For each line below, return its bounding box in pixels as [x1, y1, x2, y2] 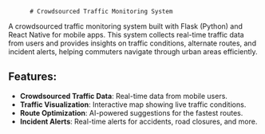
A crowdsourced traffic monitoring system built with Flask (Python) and [8, 22, 243, 31]
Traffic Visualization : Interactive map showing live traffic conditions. [19, 100, 247, 109]
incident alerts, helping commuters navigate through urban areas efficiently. [8, 47, 258, 56]
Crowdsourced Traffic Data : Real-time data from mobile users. [19, 91, 227, 100]
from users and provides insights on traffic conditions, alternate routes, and [8, 38, 257, 48]
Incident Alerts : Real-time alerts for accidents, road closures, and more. [19, 116, 258, 126]
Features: [8, 70, 57, 84]
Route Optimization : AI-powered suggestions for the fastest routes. [19, 108, 243, 117]
